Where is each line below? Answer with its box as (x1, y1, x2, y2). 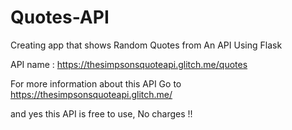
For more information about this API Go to (10, 77, 182, 90)
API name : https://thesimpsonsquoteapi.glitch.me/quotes (10, 58, 248, 70)
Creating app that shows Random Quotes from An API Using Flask (10, 39, 283, 51)
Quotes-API (10, 6, 110, 29)
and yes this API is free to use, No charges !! (10, 107, 193, 120)
